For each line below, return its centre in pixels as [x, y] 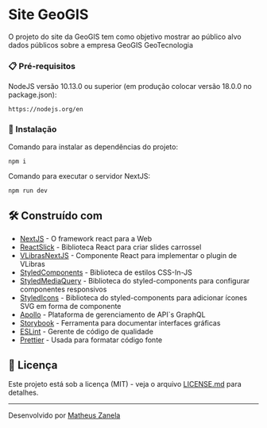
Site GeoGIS [48, 15]
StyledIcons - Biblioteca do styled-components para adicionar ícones [133, 298]
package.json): [33, 95]
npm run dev [28, 191]
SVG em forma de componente [70, 307]
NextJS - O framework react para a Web [86, 239]
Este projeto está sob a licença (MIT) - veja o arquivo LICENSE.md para [125, 384]
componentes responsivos [63, 289]
